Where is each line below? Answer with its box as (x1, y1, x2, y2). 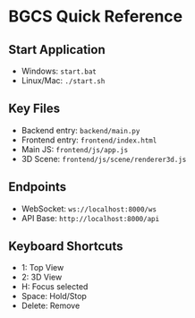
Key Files (8, 101, 60, 116)
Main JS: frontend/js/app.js (21, 143, 129, 154)
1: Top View (21, 262, 64, 273)
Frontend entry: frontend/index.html (21, 134, 157, 145)
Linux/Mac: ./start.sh (21, 75, 106, 86)
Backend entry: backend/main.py (21, 125, 140, 135)
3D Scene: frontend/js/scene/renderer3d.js (21, 153, 187, 164)
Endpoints (8, 179, 67, 194)
